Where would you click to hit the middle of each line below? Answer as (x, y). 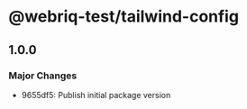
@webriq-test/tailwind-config (124, 17)
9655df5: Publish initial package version (96, 95)
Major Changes (43, 76)
